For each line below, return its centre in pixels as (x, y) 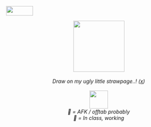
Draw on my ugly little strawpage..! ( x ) (99, 81)
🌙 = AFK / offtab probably (99, 112)
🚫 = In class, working (99, 118)
